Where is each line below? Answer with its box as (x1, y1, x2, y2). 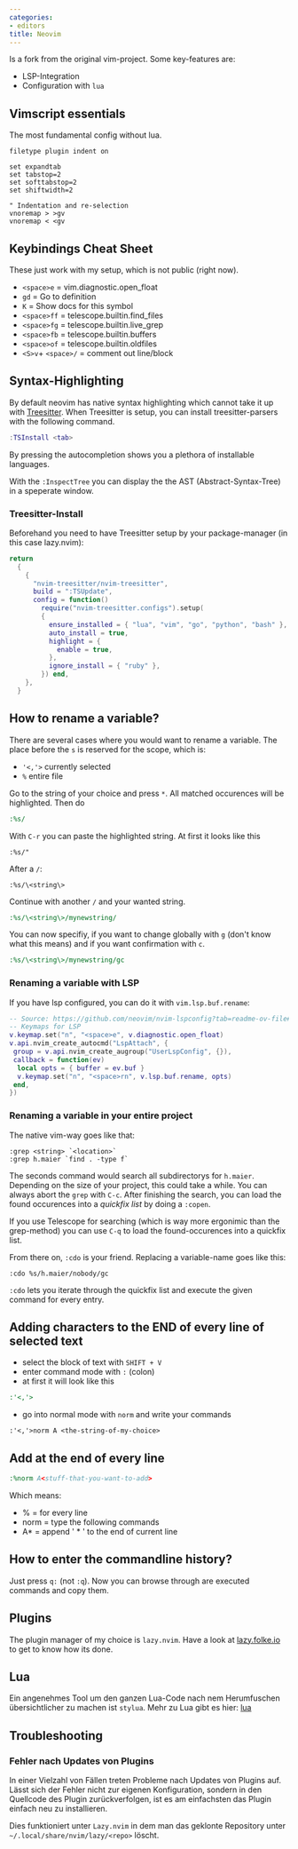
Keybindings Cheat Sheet (9, 241, 153, 256)
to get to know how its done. (9, 1644, 114, 1655)
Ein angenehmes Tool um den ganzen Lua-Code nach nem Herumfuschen (9, 1693, 281, 1703)
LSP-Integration (21, 71, 80, 82)
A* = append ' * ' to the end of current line (21, 1527, 178, 1537)
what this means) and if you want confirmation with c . (9, 939, 206, 949)
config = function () (32, 596, 109, 605)
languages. (9, 458, 51, 469)
